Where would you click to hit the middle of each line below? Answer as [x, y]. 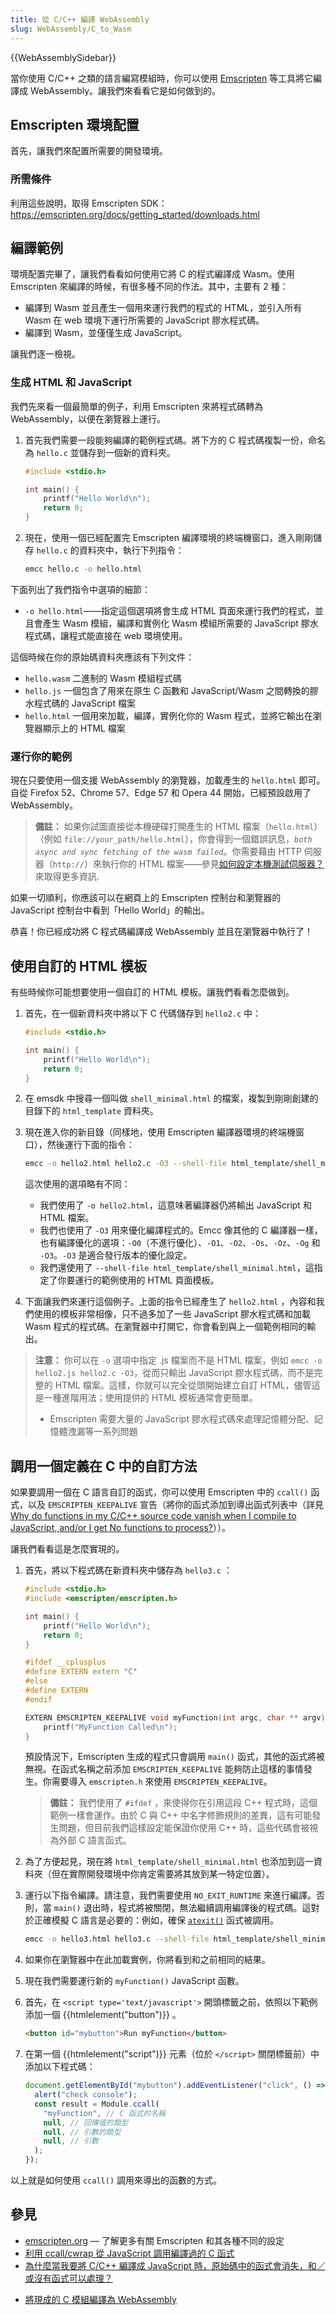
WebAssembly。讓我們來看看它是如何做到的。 [125, 90]
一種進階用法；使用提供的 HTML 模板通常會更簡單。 [150, 1398]
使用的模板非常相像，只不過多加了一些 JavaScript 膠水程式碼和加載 [172, 1314]
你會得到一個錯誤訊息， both [255, 839]
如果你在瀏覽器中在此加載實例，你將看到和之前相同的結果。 [147, 1960]
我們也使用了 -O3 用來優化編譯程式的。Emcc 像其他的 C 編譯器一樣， [181, 1230]
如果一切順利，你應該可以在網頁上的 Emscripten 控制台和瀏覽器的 [146, 898]
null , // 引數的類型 [82, 2132]
